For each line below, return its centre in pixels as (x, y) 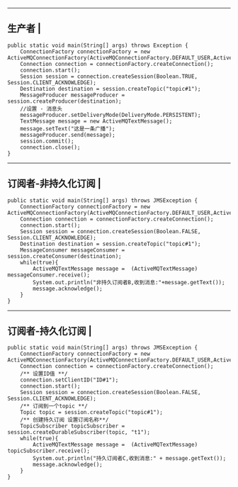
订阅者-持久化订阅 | (50, 331)
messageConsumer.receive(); (49, 275)
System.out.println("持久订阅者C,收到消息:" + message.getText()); (130, 459)
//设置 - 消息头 (41, 108)
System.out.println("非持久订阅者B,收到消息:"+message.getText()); (129, 282)
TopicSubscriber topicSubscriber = (73, 426)
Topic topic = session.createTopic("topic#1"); (91, 413)
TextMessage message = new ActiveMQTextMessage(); (96, 121)
